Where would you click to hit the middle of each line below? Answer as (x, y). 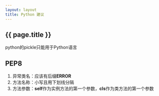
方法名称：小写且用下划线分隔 (43, 82)
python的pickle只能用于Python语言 (41, 47)
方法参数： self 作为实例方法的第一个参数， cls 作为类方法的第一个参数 (83, 88)
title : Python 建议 (25, 14)
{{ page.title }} (28, 35)
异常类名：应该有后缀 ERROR (42, 76)
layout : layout (21, 10)
